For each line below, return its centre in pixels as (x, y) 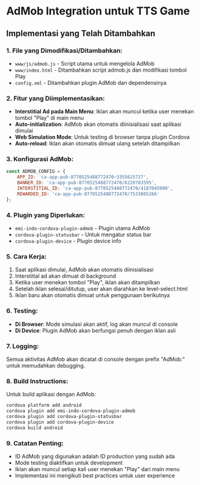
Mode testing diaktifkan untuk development (69, 463)
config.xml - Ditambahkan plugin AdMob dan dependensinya (91, 83)
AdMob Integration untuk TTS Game (98, 11)
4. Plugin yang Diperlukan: (46, 215)
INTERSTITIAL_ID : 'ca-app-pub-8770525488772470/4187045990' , (95, 189)
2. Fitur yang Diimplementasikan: (56, 98)
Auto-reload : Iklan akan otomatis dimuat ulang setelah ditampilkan (97, 143)
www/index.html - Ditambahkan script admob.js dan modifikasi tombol (101, 70)
